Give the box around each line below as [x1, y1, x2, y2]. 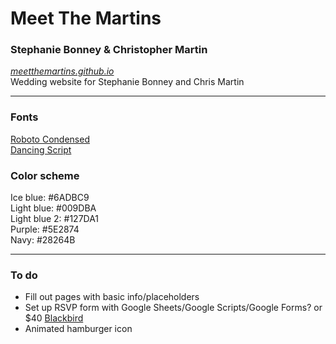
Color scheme [10, 168, 80, 182]
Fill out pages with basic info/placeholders [24, 291, 200, 303]
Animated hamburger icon [24, 323, 133, 335]
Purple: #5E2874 [10, 223, 80, 236]
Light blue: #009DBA [10, 202, 97, 214]
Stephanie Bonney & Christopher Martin [10, 43, 208, 57]
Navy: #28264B [10, 234, 76, 246]
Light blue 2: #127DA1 [10, 213, 100, 225]
